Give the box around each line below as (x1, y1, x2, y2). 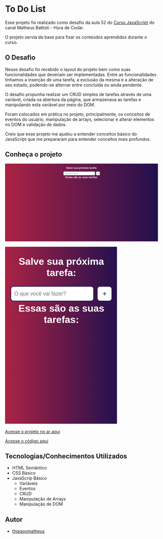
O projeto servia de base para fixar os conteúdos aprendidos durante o (5, 34, 147, 40)
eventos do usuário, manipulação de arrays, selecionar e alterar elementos (5, 116, 154, 122)
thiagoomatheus (12, 528, 45, 534)
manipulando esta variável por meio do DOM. (5, 101, 96, 108)
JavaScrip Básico (12, 475, 47, 481)
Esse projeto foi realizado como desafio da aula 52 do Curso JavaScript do (5, 19, 155, 25)
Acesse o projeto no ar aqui (5, 428, 61, 434)
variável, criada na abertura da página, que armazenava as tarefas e (5, 96, 142, 102)
